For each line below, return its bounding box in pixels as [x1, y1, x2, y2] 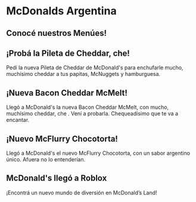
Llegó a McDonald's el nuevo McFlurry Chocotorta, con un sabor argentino [6, 149, 191, 157]
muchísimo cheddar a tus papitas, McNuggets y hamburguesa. [6, 71, 161, 78]
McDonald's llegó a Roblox [6, 173, 107, 183]
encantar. [6, 117, 30, 124]
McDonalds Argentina [6, 4, 117, 18]
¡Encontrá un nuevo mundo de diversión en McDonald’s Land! [6, 189, 157, 196]
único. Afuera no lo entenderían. [6, 156, 85, 163]
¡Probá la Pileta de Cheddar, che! [6, 48, 130, 58]
